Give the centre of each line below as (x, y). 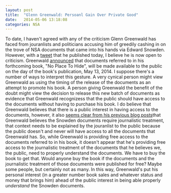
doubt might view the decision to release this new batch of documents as (83, 93)
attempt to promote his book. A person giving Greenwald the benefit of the (84, 88)
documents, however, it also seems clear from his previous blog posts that (83, 115)
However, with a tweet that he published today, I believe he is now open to (84, 55)
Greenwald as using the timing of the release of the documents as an (78, 82)
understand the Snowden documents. (45, 186)
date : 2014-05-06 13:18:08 (36, 19)
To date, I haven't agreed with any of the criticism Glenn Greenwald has (81, 39)
